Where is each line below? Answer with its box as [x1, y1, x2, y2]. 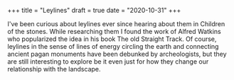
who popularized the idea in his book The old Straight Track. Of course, [7, 35, 217, 43]
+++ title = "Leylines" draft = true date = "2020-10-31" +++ [7, 6, 181, 14]
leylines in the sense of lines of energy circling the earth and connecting [7, 42, 219, 50]
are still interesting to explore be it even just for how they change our [7, 57, 209, 66]
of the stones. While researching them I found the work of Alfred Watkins [7, 28, 222, 35]
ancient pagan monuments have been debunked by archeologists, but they [7, 50, 227, 58]
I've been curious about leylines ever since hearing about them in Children [7, 20, 225, 28]
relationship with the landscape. [7, 65, 101, 73]
